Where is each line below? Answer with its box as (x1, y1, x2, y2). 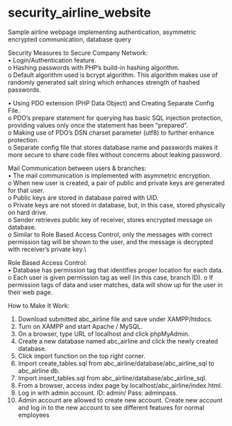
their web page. (8, 288, 53, 296)
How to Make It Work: (8, 301, 70, 309)
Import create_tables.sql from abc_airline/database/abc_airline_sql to (17, 359, 215, 367)
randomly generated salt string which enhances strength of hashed (8, 78, 200, 86)
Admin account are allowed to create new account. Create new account (17, 395, 223, 404)
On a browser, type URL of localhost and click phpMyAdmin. (17, 330, 190, 338)
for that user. (8, 186, 44, 194)
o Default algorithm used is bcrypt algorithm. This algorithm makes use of (8, 71, 218, 79)
